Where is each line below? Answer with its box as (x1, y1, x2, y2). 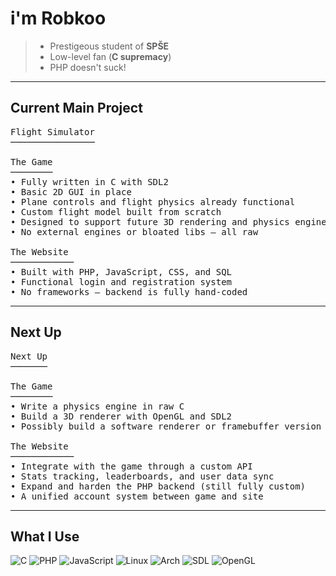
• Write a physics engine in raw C (10, 400, 185, 412)
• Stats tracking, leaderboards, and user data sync (10, 470, 275, 482)
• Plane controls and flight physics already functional (10, 196, 296, 207)
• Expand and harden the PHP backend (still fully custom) (10, 480, 307, 492)
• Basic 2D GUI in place (10, 186, 132, 197)
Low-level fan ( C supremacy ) (49, 50, 172, 62)
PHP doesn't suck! (49, 61, 127, 73)
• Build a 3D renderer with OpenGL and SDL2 (10, 410, 233, 422)
